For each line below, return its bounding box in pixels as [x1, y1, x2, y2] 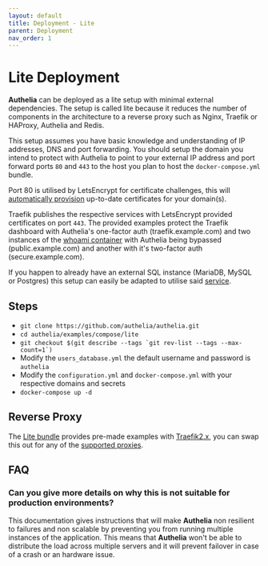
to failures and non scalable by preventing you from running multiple [8, 524, 234, 533]
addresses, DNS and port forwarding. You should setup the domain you [8, 145, 244, 155]
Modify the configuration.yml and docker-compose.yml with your [19, 370, 233, 379]
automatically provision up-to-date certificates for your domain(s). [8, 194, 227, 204]
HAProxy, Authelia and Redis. [8, 121, 105, 130]
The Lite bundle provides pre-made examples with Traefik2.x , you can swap [8, 432, 259, 441]
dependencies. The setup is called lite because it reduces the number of [8, 103, 247, 113]
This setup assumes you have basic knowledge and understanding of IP [8, 136, 246, 146]
